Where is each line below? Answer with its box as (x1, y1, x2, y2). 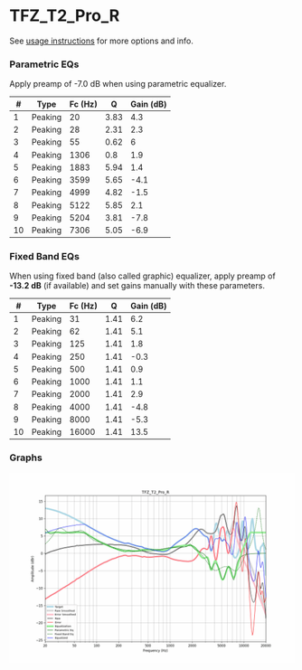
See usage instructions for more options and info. (9, 35, 194, 46)
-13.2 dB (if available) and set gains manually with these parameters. (9, 280, 265, 291)
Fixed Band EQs (9, 250, 80, 262)
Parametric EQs (9, 58, 80, 71)
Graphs (9, 451, 42, 464)
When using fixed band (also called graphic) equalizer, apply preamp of (9, 270, 276, 281)
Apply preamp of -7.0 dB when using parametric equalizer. (9, 79, 227, 90)
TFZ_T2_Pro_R (9, 5, 120, 26)
